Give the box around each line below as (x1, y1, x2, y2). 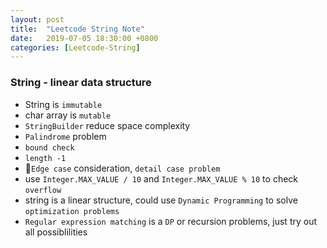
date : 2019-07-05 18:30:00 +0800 (10, 33, 159, 43)
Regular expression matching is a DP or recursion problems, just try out (24, 215, 318, 227)
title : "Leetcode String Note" (10, 24, 145, 34)
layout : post (10, 14, 65, 25)
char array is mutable (24, 109, 112, 121)
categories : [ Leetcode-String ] (10, 42, 141, 53)
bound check (24, 142, 75, 153)
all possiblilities (24, 226, 88, 238)
